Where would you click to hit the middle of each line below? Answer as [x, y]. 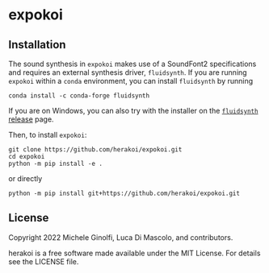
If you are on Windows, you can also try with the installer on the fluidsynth [133, 111]
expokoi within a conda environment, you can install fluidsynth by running [131, 81]
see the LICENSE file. [44, 261]
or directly [25, 178]
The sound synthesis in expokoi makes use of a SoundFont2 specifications [132, 64]
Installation [37, 45]
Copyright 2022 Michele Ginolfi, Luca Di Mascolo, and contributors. [121, 237]
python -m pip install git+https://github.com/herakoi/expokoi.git [124, 193]
